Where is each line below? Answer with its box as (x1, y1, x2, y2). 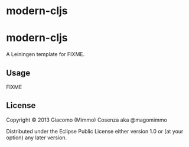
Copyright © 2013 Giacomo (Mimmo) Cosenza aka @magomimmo (6, 116, 167, 123)
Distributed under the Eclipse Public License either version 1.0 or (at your (6, 128, 184, 135)
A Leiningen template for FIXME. (6, 51, 85, 58)
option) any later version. (6, 134, 67, 141)
